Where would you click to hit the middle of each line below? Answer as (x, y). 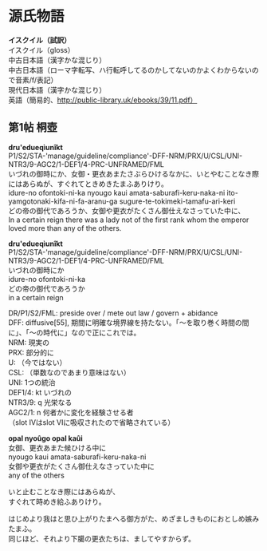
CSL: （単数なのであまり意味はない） (69, 372)
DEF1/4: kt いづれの (40, 392)
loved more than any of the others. (65, 228)
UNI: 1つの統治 (32, 382)
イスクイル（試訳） (40, 40)
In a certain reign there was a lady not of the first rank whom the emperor (129, 220)
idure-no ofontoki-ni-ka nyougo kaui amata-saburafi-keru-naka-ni (117, 192)
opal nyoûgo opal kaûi (46, 438)
